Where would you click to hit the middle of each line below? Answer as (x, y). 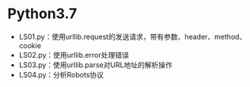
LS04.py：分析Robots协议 (61, 74)
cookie (30, 45)
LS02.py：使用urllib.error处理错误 (74, 55)
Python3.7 (42, 14)
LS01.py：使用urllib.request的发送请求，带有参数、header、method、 (133, 36)
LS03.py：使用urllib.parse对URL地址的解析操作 (96, 65)
